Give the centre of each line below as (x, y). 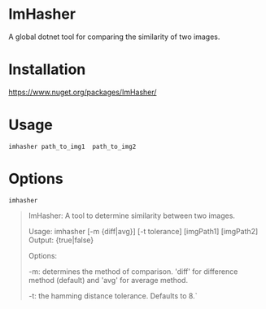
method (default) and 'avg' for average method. (108, 280)
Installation (47, 70)
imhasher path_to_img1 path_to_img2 (72, 146)
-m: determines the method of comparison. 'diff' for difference (133, 271)
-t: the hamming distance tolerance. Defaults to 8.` (113, 296)
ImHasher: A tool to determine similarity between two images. (132, 215)
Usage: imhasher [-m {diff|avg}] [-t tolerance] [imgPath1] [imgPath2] (143, 231)
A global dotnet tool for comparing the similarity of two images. (114, 37)
